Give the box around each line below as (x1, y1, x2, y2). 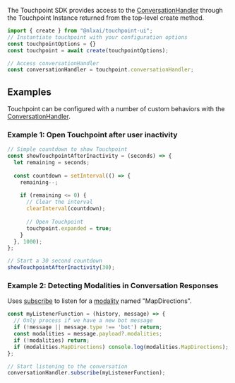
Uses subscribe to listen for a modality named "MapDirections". (7, 297, 192, 305)
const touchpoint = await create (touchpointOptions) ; (7, 47, 169, 54)
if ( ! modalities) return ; (13, 336, 90, 344)
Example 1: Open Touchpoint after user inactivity (7, 130, 178, 139)
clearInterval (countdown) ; (25, 205, 106, 212)
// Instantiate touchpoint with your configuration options (7, 33, 188, 41)
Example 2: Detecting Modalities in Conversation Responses (7, 281, 219, 291)
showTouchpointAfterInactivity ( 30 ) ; (7, 264, 115, 271)
